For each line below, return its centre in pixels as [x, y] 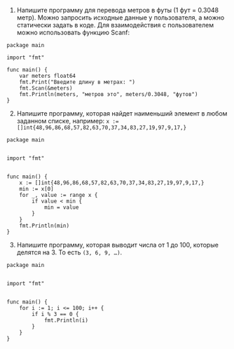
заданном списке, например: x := [68, 121]
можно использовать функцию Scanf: [73, 32]
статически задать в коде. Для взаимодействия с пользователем [115, 25]
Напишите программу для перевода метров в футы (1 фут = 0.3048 [117, 10]
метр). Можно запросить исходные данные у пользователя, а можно [121, 18]
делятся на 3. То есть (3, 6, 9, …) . [69, 252]
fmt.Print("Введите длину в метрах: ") [77, 82]
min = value [61, 207]
